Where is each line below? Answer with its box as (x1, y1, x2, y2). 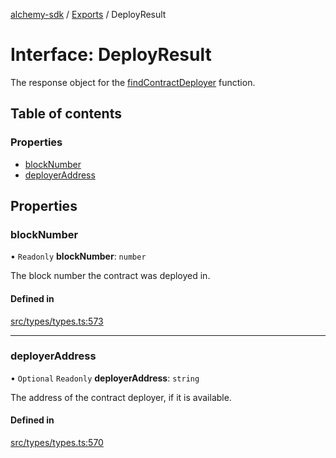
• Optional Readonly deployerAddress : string (10, 372, 200, 384)
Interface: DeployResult (10, 44, 212, 66)
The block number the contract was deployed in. (10, 270, 211, 282)
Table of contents (10, 105, 122, 123)
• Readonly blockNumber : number (10, 250, 147, 263)
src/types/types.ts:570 (10, 437, 104, 449)
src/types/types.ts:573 (10, 315, 104, 327)
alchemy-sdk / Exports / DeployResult (10, 9, 167, 20)
